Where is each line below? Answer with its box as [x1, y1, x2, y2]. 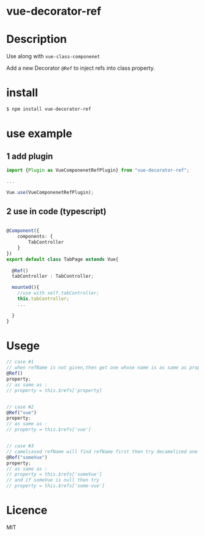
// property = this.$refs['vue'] [6, 426, 92, 433]
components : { [17, 234, 53, 240]
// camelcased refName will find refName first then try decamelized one [6, 449, 198, 455]
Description [6, 32, 67, 47]
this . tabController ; [17, 296, 70, 302]
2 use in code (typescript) [6, 206, 107, 217]
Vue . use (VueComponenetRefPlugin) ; [6, 189, 95, 195]
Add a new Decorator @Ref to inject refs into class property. [6, 64, 156, 72]
